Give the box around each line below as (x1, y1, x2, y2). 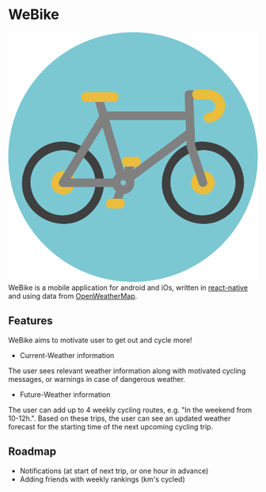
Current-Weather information (19, 350, 115, 360)
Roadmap (8, 445, 57, 459)
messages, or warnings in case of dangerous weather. (8, 374, 186, 383)
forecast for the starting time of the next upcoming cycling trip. (8, 421, 214, 431)
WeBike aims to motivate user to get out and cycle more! (8, 335, 192, 345)
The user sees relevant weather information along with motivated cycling (8, 366, 246, 376)
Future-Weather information (19, 390, 111, 399)
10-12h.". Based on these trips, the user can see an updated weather (8, 414, 231, 423)
